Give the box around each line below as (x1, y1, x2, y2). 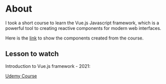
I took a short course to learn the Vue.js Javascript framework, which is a (5, 20, 159, 26)
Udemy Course (5, 73, 37, 79)
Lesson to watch (5, 50, 59, 58)
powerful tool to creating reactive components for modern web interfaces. (5, 25, 162, 31)
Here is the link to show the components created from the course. (5, 35, 144, 41)
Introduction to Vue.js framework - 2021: (5, 63, 91, 69)
